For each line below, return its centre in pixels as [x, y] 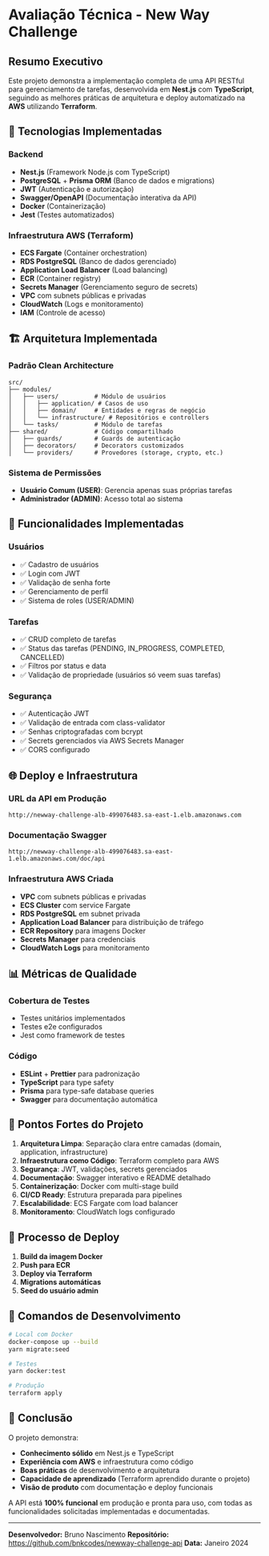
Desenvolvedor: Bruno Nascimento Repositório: [89, 1534]
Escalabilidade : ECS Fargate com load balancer [99, 1204]
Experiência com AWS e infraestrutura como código [106, 1461]
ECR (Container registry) [60, 278]
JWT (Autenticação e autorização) [77, 189]
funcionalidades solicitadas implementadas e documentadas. [109, 1511]
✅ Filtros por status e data [63, 666]
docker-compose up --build [53, 1342]
